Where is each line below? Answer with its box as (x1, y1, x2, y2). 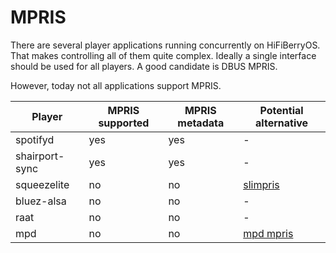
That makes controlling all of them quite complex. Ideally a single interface (10, 49, 317, 61)
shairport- (15, 149, 65, 163)
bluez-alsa (15, 194, 67, 208)
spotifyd (15, 132, 55, 146)
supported (98, 116, 150, 130)
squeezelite (15, 177, 70, 191)
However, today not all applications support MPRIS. (10, 79, 222, 91)
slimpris (243, 177, 280, 191)
